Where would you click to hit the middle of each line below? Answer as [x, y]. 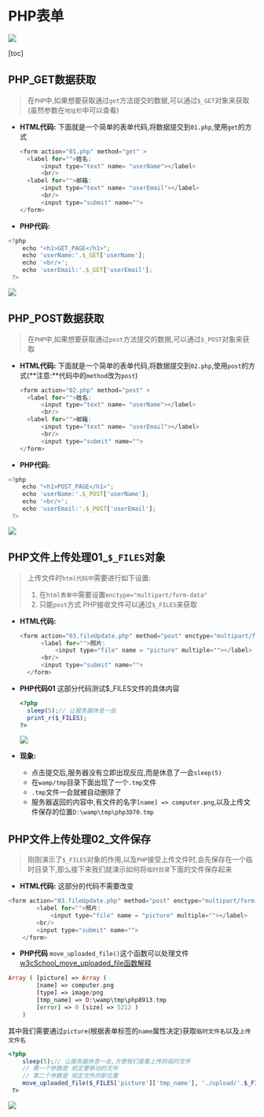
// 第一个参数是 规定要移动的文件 [70, 1069]
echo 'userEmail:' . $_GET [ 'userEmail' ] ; [88, 270]
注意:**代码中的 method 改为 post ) [87, 375]
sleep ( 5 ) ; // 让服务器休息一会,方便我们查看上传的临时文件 [106, 1061]
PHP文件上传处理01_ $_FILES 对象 [87, 558]
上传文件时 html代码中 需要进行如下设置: [89, 578]
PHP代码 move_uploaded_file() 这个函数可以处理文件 [104, 953]
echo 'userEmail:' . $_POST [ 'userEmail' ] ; [89, 509]
